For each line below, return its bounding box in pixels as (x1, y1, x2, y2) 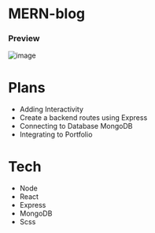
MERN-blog (8, 5, 86, 23)
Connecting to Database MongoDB (19, 122, 133, 131)
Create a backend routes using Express (19, 113, 148, 122)
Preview (8, 33, 40, 44)
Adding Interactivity (19, 104, 84, 115)
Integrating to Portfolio (19, 130, 93, 139)
